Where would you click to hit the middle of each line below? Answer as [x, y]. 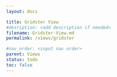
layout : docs [22, 11]
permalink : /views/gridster [40, 38]
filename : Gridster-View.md [40, 33]
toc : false [19, 65]
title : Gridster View [32, 22]
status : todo [22, 60]
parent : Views [23, 54]
